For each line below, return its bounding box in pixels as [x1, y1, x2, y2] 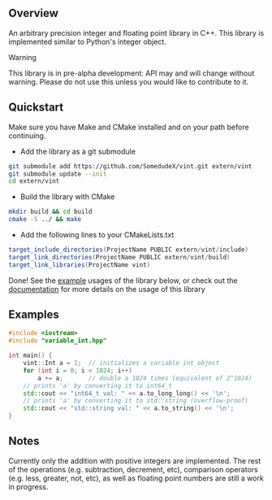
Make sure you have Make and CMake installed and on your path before [8, 122, 249, 132]
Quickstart [8, 101, 64, 115]
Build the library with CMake [19, 192, 115, 202]
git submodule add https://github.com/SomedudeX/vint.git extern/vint [8, 162, 253, 170]
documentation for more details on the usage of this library [8, 284, 205, 293]
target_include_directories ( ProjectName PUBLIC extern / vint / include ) [8, 246, 249, 254]
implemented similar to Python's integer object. [8, 37, 166, 46]
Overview [8, 7, 59, 20]
